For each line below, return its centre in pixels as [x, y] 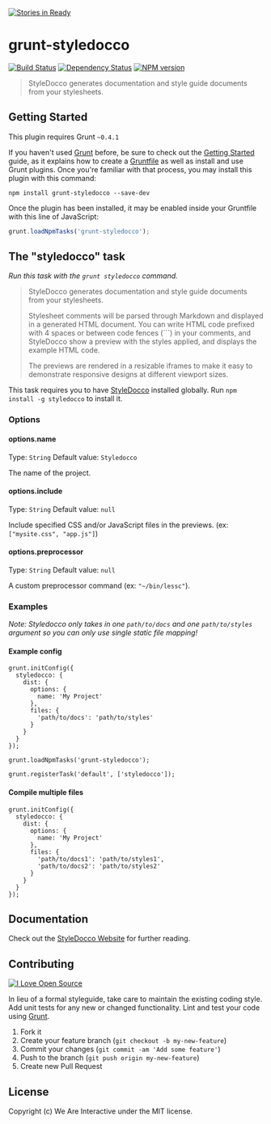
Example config [35, 651]
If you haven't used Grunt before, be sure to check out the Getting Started [131, 152]
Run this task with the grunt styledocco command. [93, 276]
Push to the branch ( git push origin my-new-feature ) [110, 1058]
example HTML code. [64, 350]
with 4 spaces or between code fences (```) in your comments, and [140, 333]
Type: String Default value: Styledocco [73, 457]
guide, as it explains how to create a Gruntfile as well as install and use [126, 161]
